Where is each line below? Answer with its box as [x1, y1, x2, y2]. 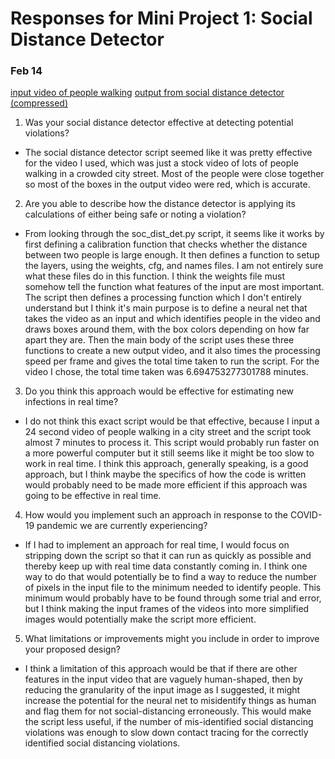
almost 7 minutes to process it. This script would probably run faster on [24, 437, 320, 449]
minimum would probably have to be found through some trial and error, [24, 592, 322, 604]
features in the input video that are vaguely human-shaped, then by [24, 673, 303, 686]
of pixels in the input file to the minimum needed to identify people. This [24, 582, 322, 594]
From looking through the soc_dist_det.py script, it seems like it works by [24, 228, 325, 240]
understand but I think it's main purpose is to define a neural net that [24, 302, 308, 314]
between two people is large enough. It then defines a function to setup [24, 249, 320, 261]
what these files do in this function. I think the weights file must [24, 270, 286, 282]
